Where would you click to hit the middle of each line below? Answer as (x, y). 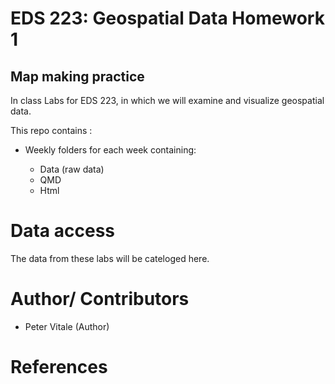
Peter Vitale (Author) (67, 326)
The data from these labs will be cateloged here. (110, 258)
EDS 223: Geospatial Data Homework (167, 18)
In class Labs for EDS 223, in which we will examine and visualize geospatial (167, 100)
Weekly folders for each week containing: (110, 150)
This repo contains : (51, 130)
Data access (63, 231)
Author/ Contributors (100, 299)
